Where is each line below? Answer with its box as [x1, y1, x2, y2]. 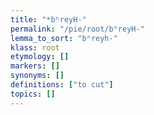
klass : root [10, 42, 60, 53]
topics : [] [10, 89, 56, 99]
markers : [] [10, 61, 60, 71]
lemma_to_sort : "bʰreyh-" [10, 33, 118, 43]
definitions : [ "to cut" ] [10, 80, 114, 90]
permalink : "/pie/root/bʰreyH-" [10, 24, 145, 34]
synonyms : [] [10, 71, 65, 81]
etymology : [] [10, 52, 70, 62]
